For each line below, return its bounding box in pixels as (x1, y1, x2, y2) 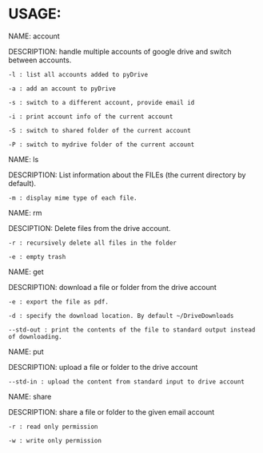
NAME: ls (8, 154, 39, 164)
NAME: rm (8, 208, 42, 217)
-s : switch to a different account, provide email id (8, 98, 195, 106)
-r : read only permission (8, 423, 98, 431)
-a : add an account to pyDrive (8, 85, 116, 93)
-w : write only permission (8, 436, 102, 444)
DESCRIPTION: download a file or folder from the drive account (8, 282, 217, 292)
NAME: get (8, 267, 44, 276)
